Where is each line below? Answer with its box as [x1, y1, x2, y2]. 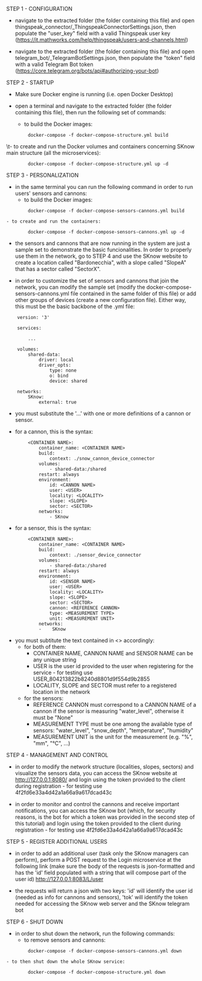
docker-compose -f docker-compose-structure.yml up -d [28, 161, 169, 167]
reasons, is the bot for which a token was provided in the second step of [14, 813, 195, 821]
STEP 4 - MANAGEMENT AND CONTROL [6, 752, 109, 758]
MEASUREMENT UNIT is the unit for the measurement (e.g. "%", [33, 733, 193, 740]
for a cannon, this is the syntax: [14, 428, 93, 435]
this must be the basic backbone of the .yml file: [14, 303, 135, 310]
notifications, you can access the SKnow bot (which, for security [14, 807, 176, 814]
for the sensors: [24, 695, 64, 701]
